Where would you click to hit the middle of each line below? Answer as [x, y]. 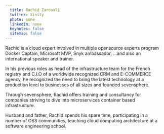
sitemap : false [26, 33]
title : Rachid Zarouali [35, 10]
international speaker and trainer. [40, 59]
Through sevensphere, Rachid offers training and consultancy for [73, 95]
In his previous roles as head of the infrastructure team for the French [78, 69]
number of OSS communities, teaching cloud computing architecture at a [81, 121]
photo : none [23, 19]
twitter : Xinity [27, 15]
